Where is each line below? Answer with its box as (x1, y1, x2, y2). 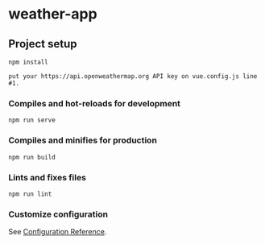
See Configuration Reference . (8, 227, 107, 237)
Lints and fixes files (8, 172, 87, 183)
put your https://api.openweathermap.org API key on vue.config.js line (8, 72, 258, 81)
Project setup (8, 37, 78, 51)
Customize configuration (8, 209, 109, 220)
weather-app (8, 5, 98, 23)
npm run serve (8, 116, 56, 125)
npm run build (8, 153, 56, 161)
